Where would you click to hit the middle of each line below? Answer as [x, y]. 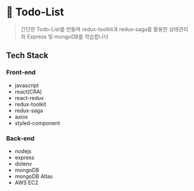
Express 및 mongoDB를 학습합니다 [68, 36]
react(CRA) [28, 92]
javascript [27, 85]
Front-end [21, 72]
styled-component [37, 123]
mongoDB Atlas [34, 176]
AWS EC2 [26, 182]
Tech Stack [27, 56]
